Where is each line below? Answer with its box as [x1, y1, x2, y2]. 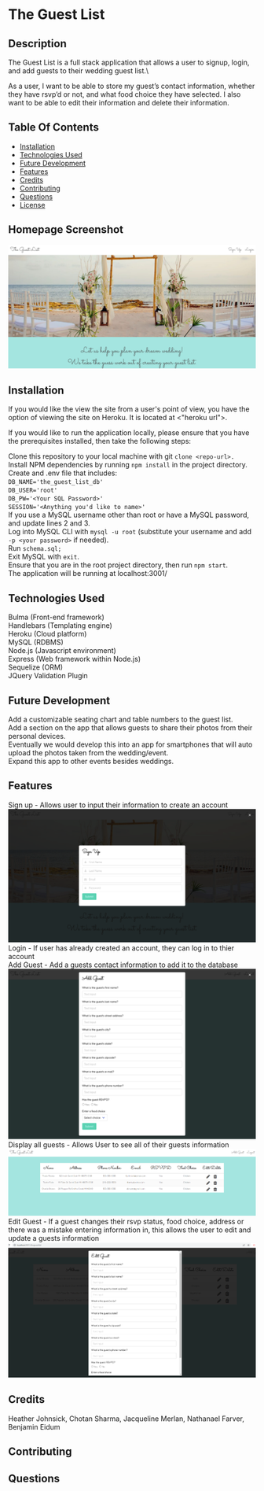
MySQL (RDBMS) [8, 637, 64, 647]
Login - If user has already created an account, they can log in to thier [8, 943, 235, 953]
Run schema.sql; [8, 544, 62, 553]
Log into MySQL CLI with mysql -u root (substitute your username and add [8, 527, 251, 537]
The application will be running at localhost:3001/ [8, 569, 167, 578]
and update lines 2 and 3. [8, 519, 90, 528]
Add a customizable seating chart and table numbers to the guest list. [8, 714, 233, 725]
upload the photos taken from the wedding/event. [8, 748, 169, 758]
